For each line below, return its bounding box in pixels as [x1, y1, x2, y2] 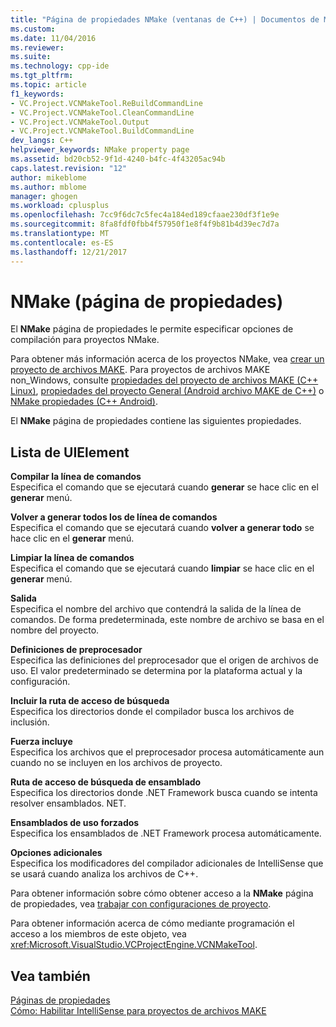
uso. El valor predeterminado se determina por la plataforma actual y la [10, 665, 303, 677]
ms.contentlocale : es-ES [10, 237, 114, 248]
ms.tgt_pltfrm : [10, 71, 74, 81]
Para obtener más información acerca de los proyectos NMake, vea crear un [10, 353, 325, 365]
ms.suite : [10, 52, 52, 62]
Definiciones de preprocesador [10, 644, 143, 656]
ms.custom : [10, 24, 56, 34]
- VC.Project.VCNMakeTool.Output [10, 117, 150, 127]
